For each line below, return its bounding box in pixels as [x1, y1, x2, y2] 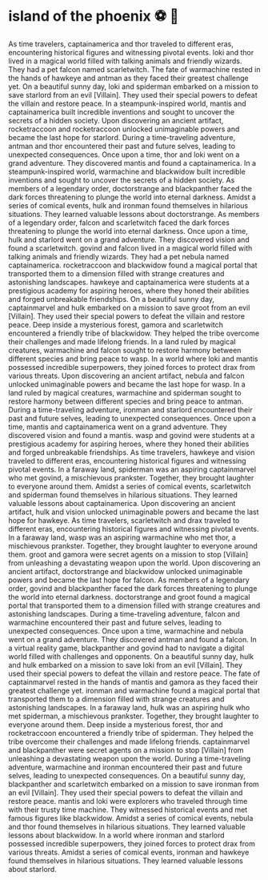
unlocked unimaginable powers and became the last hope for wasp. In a [8, 379, 246, 389]
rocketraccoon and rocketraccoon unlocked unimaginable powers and [8, 124, 240, 134]
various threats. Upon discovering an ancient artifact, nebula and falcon [8, 371, 245, 380]
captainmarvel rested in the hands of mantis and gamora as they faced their [8, 677, 258, 686]
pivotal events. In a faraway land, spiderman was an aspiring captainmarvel [8, 464, 257, 474]
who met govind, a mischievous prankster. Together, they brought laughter [8, 472, 254, 482]
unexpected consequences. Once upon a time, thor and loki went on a [8, 150, 240, 159]
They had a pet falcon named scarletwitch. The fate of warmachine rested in [8, 64, 261, 74]
